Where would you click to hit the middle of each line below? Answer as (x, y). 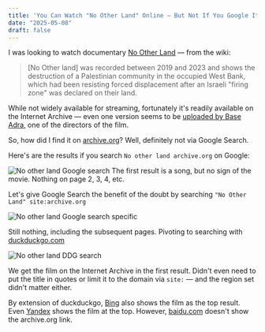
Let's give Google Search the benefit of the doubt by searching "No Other (127, 195)
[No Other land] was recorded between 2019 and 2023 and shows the (141, 68)
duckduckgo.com (37, 241)
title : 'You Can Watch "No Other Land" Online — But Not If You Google (128, 15)
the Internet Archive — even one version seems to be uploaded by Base (125, 117)
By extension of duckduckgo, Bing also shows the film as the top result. (124, 303)
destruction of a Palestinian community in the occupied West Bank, (136, 76)
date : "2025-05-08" (40, 23)
